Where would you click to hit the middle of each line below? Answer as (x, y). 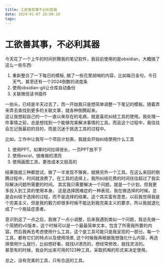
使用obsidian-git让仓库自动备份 (44, 88)
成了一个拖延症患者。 (27, 209)
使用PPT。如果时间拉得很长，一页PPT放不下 (57, 149)
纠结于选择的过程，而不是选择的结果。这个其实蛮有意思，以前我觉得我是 (87, 197)
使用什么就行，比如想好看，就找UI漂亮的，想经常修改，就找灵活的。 (78, 244)
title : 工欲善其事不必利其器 (31, 10)
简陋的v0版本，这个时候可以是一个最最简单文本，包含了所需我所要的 (79, 225)
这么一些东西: (19, 65)
